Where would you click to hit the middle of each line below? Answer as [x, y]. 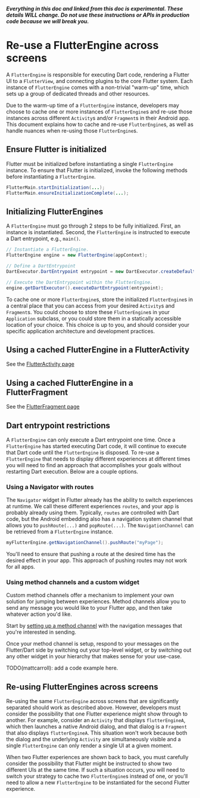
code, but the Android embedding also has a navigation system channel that [100, 519]
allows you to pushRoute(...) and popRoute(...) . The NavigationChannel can [100, 526]
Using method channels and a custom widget [73, 582]
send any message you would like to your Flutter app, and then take [89, 608]
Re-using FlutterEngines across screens [82, 687]
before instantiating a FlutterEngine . [51, 176]
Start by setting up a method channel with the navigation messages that [94, 626]
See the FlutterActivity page [40, 364]
